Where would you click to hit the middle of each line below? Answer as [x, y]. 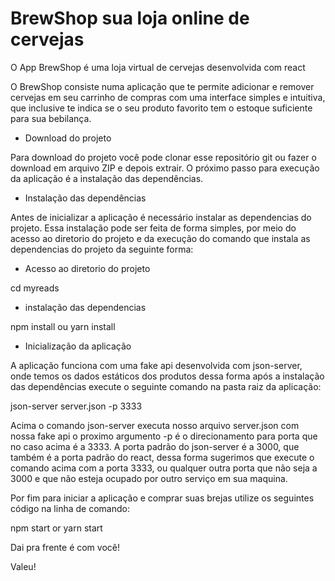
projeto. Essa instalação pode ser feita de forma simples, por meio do [153, 228]
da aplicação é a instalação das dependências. [107, 178]
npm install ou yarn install [63, 326]
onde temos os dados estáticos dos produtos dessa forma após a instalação [167, 376]
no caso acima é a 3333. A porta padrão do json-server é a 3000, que [155, 446]
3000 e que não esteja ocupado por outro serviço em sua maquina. [149, 478]
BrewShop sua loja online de [130, 18]
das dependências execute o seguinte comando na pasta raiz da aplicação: [166, 386]
